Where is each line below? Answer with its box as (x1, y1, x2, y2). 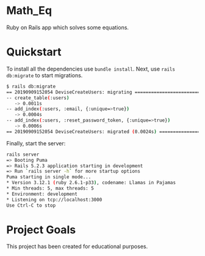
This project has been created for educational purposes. (6, 243, 148, 250)
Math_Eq (6, 4, 52, 18)
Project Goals (6, 223, 76, 237)
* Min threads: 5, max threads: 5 (6, 185, 95, 192)
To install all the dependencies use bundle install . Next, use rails (6, 65, 176, 72)
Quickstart (6, 45, 62, 59)
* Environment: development (6, 191, 78, 197)
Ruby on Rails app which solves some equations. (6, 24, 129, 31)
